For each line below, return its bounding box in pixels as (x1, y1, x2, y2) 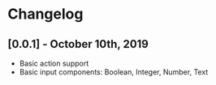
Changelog (7, 5, 84, 23)
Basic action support (19, 58, 89, 68)
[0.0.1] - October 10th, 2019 (7, 37, 149, 51)
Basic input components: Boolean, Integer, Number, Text (19, 67, 209, 77)
